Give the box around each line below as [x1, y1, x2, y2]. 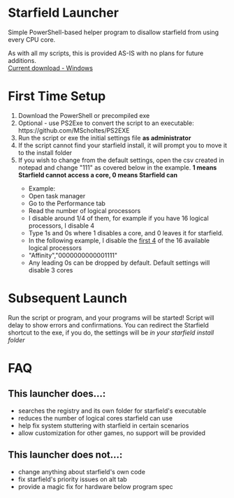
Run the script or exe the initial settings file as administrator [17, 133, 191, 142]
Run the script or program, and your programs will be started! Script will [8, 313, 214, 322]
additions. [8, 56, 37, 64]
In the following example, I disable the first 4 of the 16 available [28, 236, 210, 244]
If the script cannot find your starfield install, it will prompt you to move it [17, 141, 228, 149]
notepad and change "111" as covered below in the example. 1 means [17, 163, 217, 172]
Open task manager [28, 191, 86, 200]
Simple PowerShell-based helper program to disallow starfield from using [8, 28, 219, 36]
